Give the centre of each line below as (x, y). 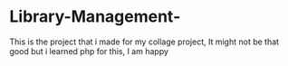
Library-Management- (95, 17)
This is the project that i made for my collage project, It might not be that (144, 42)
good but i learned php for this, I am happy (89, 51)
